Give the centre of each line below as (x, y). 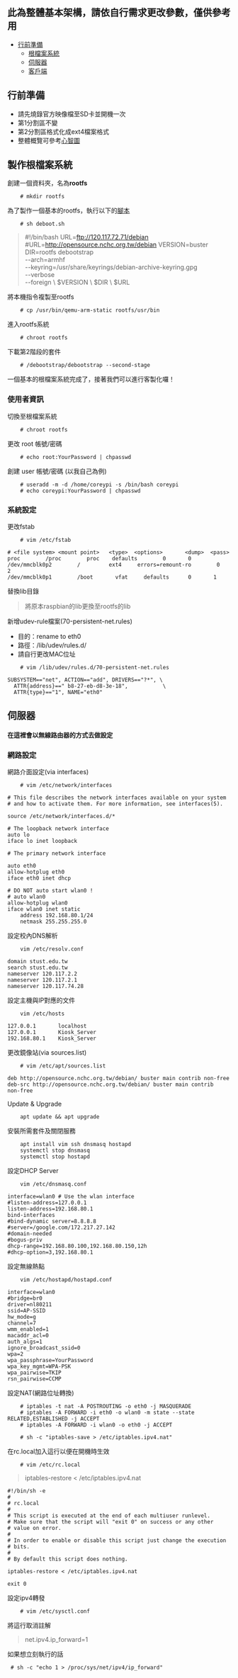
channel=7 (22, 1323)
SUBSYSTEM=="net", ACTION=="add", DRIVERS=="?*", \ (85, 680)
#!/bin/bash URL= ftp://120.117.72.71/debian (86, 237)
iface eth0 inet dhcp (39, 878)
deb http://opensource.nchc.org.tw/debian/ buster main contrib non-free (119, 1079)
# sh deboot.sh (42, 224)
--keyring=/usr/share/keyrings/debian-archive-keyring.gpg (111, 267)
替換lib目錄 (23, 591)
